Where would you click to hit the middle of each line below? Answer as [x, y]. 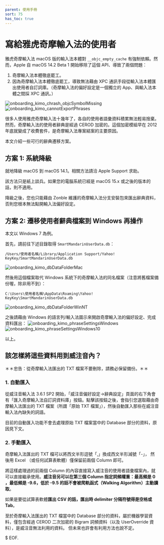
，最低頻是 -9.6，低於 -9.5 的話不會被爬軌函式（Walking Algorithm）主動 [80, 483]
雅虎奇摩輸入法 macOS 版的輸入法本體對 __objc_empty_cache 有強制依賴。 [79, 59]
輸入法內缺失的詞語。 [26, 412]
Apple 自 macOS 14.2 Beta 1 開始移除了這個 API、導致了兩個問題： [80, 65]
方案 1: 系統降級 [29, 158]
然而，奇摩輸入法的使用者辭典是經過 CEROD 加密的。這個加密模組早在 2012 [81, 125]
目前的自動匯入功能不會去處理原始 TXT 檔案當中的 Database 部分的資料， [79, 423]
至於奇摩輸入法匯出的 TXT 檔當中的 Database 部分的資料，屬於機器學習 [77, 516]
